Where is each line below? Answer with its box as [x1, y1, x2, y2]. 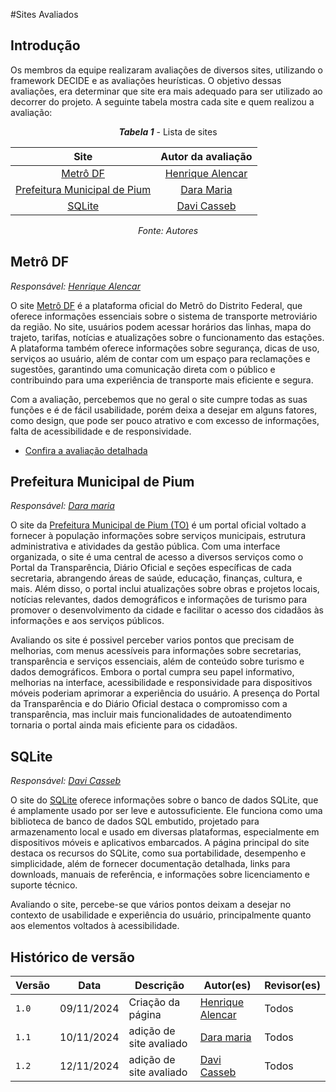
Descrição [134, 979, 185, 993]
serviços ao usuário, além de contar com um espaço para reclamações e [10, 352, 311, 364]
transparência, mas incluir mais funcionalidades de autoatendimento [10, 709, 292, 721]
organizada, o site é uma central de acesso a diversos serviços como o [10, 551, 304, 563]
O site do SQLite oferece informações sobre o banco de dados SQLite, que [10, 794, 319, 806]
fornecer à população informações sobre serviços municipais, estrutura [10, 530, 307, 542]
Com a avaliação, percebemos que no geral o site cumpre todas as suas [10, 393, 308, 405]
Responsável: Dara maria [10, 500, 115, 512]
